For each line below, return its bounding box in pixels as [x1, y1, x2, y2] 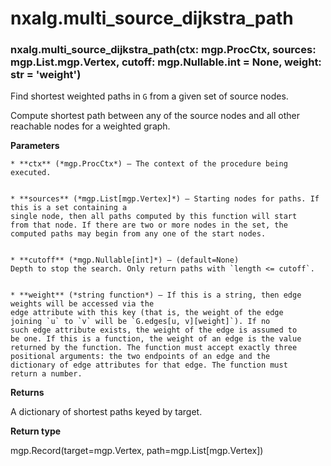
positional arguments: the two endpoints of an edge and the [10, 352, 271, 362]
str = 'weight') [10, 68, 82, 82]
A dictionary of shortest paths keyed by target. [10, 406, 203, 418]
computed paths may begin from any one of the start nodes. [10, 229, 267, 239]
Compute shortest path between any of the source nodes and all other [10, 110, 301, 122]
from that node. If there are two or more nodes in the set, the [10, 220, 288, 231]
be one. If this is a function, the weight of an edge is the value [10, 334, 302, 344]
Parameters [10, 140, 60, 152]
